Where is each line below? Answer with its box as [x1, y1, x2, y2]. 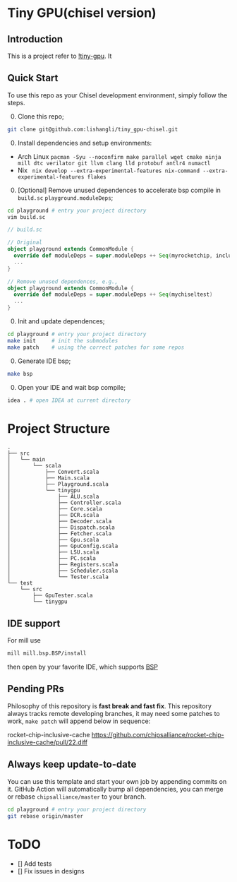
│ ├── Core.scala [7, 506, 102, 513]
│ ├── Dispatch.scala [7, 524, 115, 531]
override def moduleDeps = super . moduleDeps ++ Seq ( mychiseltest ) [13, 291, 213, 298]
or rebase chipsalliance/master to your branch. [7, 792, 147, 801]
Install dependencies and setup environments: [17, 138, 152, 147]
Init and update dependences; [17, 317, 105, 326]
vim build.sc [7, 213, 46, 220]
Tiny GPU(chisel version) [7, 5, 157, 21]
